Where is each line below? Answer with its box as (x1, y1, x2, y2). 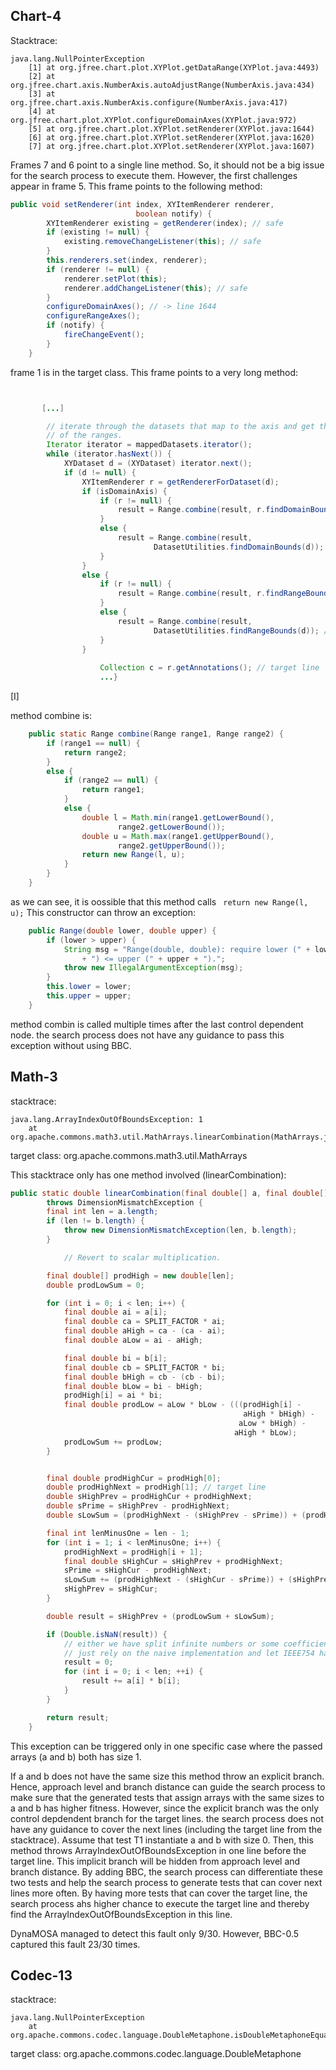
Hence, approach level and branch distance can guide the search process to (10, 1780, 326, 1793)
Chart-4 (10, 8, 62, 25)
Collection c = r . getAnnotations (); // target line (99, 663, 320, 673)
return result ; (46, 1712, 110, 1723)
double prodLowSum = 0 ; (46, 1280, 145, 1290)
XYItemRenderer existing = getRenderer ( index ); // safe (46, 218, 284, 228)
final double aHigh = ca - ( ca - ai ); (63, 1326, 226, 1336)
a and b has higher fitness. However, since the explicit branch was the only (10, 1802, 320, 1814)
